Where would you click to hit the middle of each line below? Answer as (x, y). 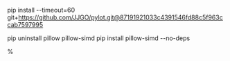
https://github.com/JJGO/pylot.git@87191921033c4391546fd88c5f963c (121, 17)
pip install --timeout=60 (41, 10)
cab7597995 (25, 25)
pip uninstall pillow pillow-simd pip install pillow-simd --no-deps (99, 38)
